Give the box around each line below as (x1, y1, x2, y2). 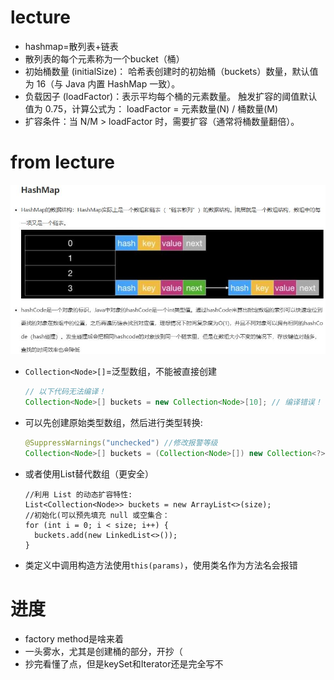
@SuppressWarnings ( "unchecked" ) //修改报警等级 (24, 437, 218, 448)
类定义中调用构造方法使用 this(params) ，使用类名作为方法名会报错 (24, 559, 298, 571)
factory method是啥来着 (24, 632, 125, 645)
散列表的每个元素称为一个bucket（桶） (24, 52, 185, 65)
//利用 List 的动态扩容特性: (24, 489, 133, 500)
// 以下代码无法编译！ (24, 387, 107, 397)
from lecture (10, 151, 116, 174)
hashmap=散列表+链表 (24, 40, 119, 52)
